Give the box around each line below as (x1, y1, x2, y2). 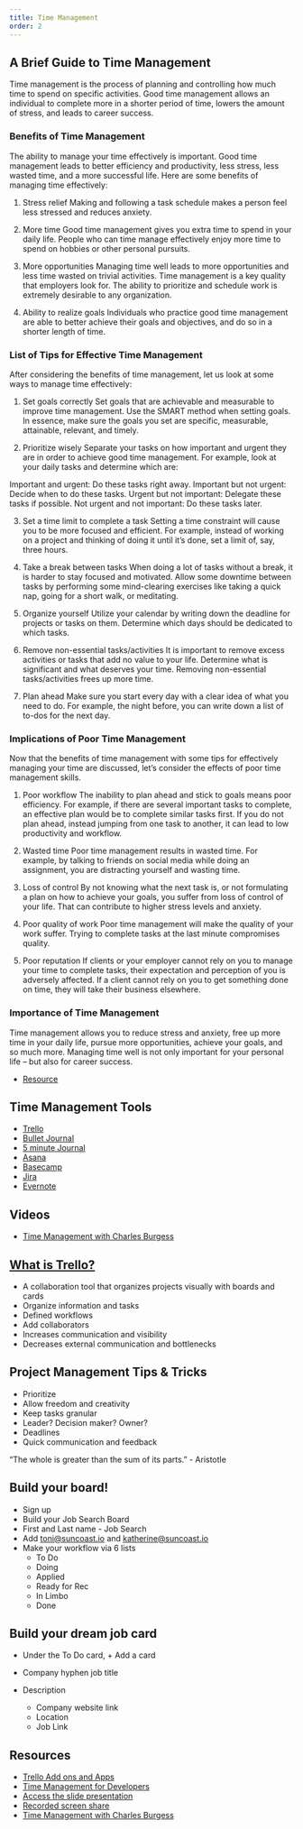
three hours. (22, 544, 69, 555)
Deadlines (22, 1427, 60, 1438)
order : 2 (9, 22, 42, 31)
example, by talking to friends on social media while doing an (22, 855, 250, 866)
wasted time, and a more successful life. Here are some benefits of (9, 170, 259, 180)
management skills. (9, 772, 81, 783)
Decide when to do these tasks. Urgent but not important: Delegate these (9, 488, 281, 499)
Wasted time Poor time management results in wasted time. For (22, 845, 259, 857)
